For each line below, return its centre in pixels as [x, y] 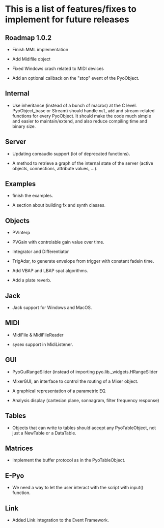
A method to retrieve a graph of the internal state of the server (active [83, 163]
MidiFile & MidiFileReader [38, 335]
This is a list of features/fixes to [71, 9]
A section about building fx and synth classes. [59, 205]
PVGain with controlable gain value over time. [58, 242]
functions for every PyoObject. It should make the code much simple [82, 116]
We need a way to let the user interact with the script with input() [78, 488]
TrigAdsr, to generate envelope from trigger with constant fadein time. [83, 261]
